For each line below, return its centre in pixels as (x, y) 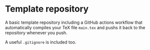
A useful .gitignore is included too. (41, 42)
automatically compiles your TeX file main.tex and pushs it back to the (75, 27)
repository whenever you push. (36, 33)
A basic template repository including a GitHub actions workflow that (74, 22)
